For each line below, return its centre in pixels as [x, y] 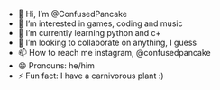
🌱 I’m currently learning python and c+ [89, 33]
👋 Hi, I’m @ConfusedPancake [73, 14]
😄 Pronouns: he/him [56, 66]
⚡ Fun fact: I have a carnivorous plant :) [91, 76]
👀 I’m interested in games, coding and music [100, 23]
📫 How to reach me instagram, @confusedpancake [114, 53]
